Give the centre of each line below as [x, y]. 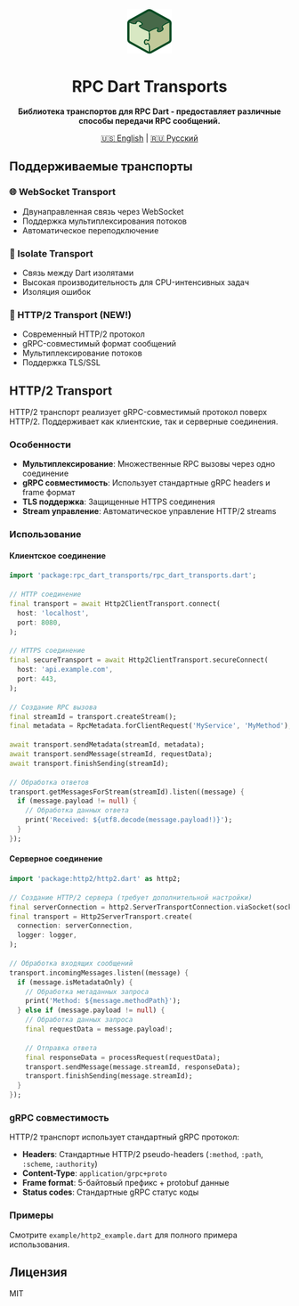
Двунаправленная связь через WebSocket [103, 211]
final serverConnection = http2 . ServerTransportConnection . [123, 907]
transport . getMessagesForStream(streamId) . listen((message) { [127, 792]
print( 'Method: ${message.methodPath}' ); [103, 1001]
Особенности [40, 445]
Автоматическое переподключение [90, 230]
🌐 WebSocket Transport [62, 192]
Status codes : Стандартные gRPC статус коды [110, 1192]
